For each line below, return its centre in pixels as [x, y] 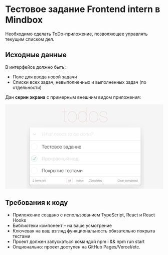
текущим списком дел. [30, 39]
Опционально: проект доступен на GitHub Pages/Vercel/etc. [76, 246]
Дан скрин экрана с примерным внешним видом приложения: [73, 97]
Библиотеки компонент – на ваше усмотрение [62, 225]
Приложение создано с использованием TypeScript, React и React [84, 215]
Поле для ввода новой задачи [45, 77]
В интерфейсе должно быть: [36, 67]
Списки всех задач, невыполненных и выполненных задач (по [79, 82]
